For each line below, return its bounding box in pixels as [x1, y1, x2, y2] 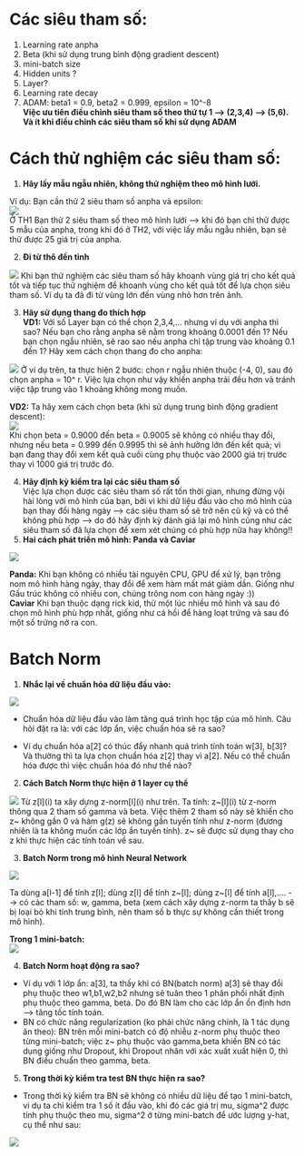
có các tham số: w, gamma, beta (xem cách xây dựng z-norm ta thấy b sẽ [19, 896, 295, 907]
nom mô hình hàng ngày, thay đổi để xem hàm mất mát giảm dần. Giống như [9, 578, 295, 589]
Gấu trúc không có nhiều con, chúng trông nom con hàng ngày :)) [9, 588, 256, 598]
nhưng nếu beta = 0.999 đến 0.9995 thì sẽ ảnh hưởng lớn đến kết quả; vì [9, 439, 281, 450]
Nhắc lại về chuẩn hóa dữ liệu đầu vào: [22, 678, 172, 689]
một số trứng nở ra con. [9, 617, 98, 627]
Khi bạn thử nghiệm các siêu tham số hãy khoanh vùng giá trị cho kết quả [20, 270, 296, 281]
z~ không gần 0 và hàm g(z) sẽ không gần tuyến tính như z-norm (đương [9, 815, 283, 826]
